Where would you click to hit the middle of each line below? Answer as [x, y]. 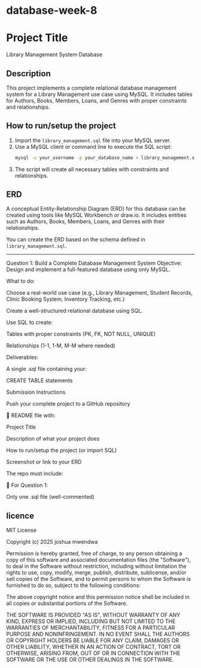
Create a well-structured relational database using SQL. [75, 311]
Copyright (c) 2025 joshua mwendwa [52, 542]
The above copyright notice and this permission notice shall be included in [98, 597]
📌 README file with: [31, 415]
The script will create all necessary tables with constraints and [92, 169]
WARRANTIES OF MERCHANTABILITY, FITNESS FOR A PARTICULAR [91, 628]
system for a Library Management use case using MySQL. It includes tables [99, 94]
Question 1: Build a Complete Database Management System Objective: [94, 263]
